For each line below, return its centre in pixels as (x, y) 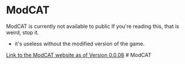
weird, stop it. (23, 32)
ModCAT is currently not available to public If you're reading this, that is (92, 26)
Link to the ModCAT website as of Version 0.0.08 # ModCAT (79, 55)
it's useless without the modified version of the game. (80, 44)
